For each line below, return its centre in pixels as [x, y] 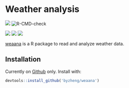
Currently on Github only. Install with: [43, 71]
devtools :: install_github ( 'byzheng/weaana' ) [52, 80]
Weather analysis [42, 9]
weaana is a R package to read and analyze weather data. [65, 43]
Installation [23, 59]
